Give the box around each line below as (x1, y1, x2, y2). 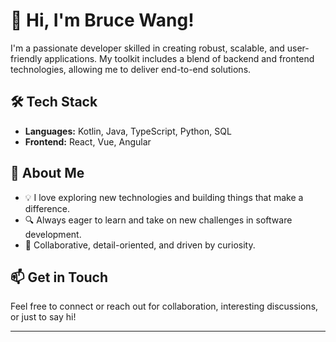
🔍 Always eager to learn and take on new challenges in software (24, 214, 293, 226)
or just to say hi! (10, 311, 77, 323)
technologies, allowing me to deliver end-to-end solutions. (10, 63, 252, 75)
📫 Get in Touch (10, 269, 109, 286)
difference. (24, 202, 70, 214)
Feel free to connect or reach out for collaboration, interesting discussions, (10, 300, 319, 313)
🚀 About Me (10, 165, 85, 182)
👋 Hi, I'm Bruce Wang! (10, 9, 195, 32)
